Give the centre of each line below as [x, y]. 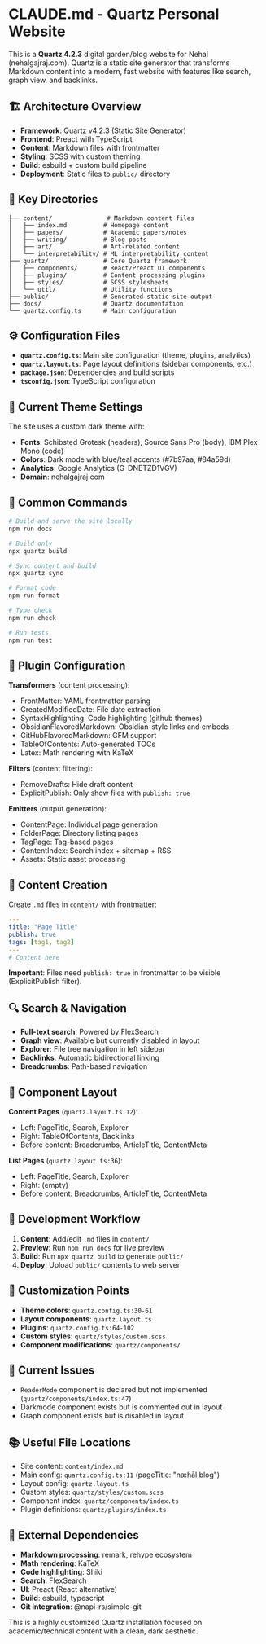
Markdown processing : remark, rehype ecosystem [106, 1555]
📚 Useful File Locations [70, 1442]
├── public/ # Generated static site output [111, 297]
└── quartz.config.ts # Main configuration [92, 310]
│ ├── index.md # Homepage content [89, 225]
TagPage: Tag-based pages [67, 842]
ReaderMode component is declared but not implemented [113, 1390]
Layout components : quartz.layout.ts [86, 1319]
